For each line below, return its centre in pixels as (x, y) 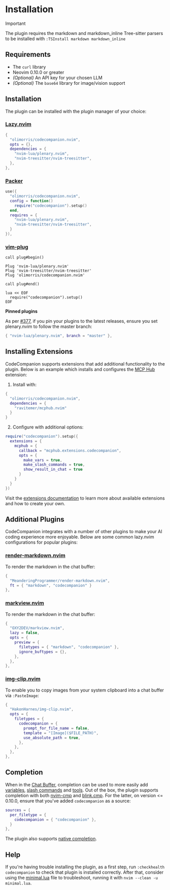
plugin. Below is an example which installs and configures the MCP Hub (80, 369)
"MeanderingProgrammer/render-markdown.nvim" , (60, 581)
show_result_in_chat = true (53, 470)
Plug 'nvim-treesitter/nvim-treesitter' (49, 271)
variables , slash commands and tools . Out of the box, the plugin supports (82, 790)
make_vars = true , (43, 460)
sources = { (18, 810)
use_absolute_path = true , (52, 738)
